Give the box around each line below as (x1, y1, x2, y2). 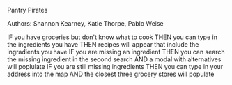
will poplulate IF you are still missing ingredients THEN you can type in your (7, 63, 224, 70)
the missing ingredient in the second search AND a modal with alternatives (7, 55, 222, 63)
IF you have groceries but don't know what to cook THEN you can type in (7, 33, 218, 41)
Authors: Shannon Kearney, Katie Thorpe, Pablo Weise (7, 20, 164, 27)
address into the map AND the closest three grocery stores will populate (7, 70, 215, 78)
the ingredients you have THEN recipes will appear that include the (7, 40, 199, 48)
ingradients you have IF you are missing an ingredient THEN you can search (7, 48, 225, 56)
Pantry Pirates (7, 6, 48, 14)
